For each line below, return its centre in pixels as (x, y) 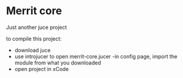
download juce (33, 50)
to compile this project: (34, 38)
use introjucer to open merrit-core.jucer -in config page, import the (96, 56)
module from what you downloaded (58, 63)
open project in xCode (41, 69)
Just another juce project (36, 27)
